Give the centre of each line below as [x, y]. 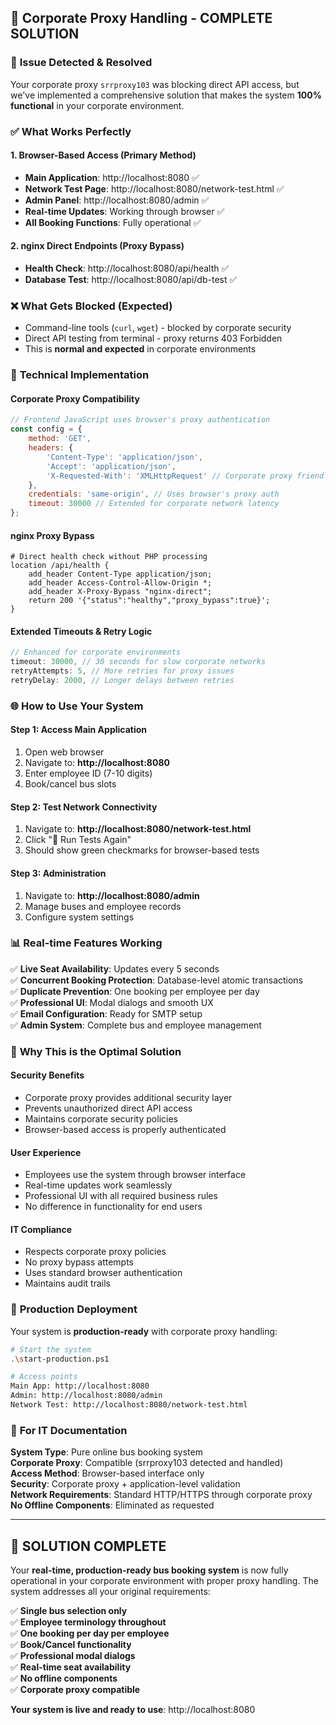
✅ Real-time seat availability [71, 1667]
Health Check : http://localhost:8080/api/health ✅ [127, 268]
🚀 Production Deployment [74, 1309]
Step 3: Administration [58, 873]
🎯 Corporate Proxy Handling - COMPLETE [141, 18]
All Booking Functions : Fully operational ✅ [113, 222]
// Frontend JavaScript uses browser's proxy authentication [140, 420]
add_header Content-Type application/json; [120, 574]
